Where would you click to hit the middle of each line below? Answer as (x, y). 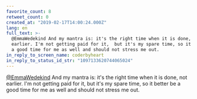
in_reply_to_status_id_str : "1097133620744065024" (70, 60)
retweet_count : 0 (27, 17)
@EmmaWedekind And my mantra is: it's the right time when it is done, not (97, 77)
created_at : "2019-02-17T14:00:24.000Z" (57, 22)
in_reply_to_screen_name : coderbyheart (55, 55)
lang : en (17, 28)
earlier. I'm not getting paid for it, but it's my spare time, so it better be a (93, 83)
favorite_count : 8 (29, 11)
